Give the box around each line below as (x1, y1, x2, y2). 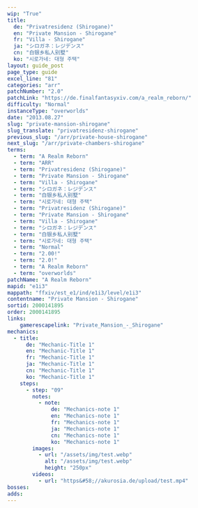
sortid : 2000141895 (7, 302, 64, 309)
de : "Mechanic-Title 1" (25, 341, 96, 348)
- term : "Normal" (13, 244, 64, 251)
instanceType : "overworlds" (7, 107, 89, 114)
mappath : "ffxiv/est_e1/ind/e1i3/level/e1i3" (7, 289, 142, 297)
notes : (32, 393, 52, 400)
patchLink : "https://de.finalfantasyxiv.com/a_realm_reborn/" (7, 95, 192, 102)
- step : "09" (25, 387, 64, 394)
